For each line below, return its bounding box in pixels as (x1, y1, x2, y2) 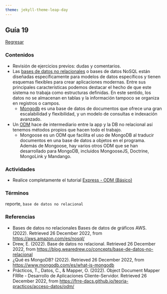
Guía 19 (5, 26, 29, 34)
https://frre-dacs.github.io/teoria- (59, 278, 129, 284)
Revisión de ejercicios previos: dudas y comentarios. (12, 63, 121, 69)
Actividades (5, 165, 35, 172)
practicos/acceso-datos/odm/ (12, 283, 74, 289)
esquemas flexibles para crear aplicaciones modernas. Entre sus (12, 78, 146, 85)
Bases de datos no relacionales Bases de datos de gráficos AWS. (12, 224, 147, 230)
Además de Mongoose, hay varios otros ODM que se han (19, 142, 138, 148)
